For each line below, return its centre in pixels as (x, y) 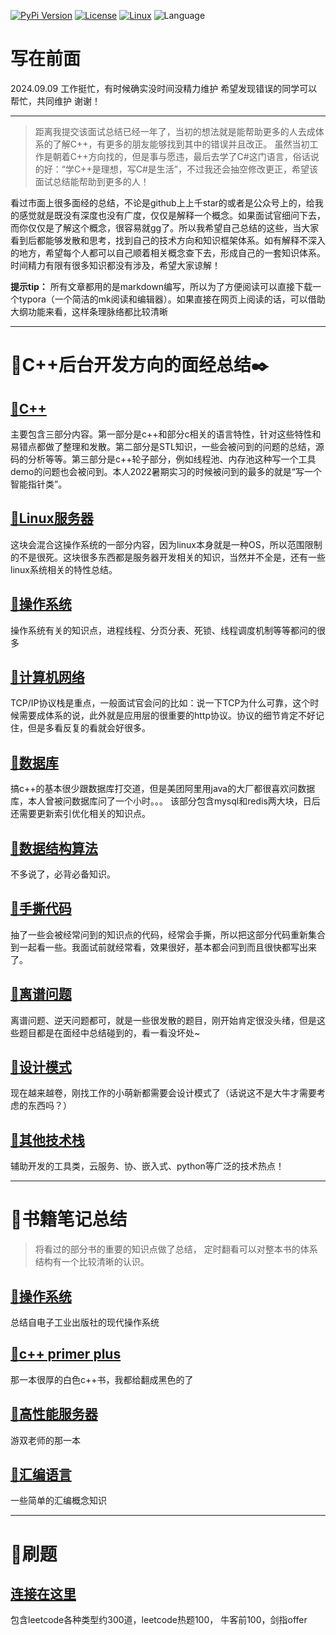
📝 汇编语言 (41, 1475)
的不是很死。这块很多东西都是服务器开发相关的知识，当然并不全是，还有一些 (168, 557)
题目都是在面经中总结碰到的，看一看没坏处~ (109, 1032)
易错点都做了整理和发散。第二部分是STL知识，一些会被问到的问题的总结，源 (167, 446)
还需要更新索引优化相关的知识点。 (80, 814)
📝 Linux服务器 (52, 518)
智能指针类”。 (39, 484)
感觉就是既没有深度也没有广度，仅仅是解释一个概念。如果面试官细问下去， (172, 215)
